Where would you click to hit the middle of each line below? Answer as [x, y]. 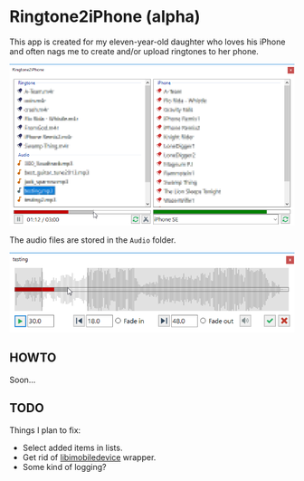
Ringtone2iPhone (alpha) [105, 17]
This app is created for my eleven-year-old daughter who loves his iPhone [147, 42]
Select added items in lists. [72, 447]
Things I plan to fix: [45, 430]
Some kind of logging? [64, 467]
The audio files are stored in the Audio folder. [93, 240]
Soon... [23, 380]
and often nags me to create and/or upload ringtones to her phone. [134, 51]
